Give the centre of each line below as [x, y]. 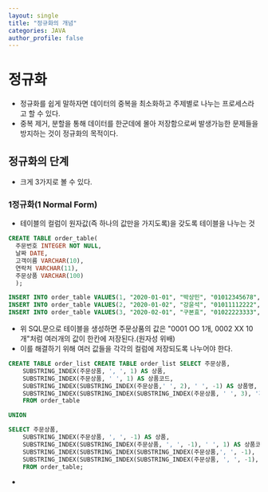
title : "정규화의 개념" [43, 23]
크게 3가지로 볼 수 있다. [56, 182]
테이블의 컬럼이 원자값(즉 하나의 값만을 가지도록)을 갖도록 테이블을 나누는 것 [137, 224]
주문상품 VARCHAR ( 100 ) [50, 276]
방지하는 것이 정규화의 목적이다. [69, 133]
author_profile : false [46, 38]
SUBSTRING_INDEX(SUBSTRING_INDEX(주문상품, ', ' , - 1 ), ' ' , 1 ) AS [132, 444]
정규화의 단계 [39, 161]
